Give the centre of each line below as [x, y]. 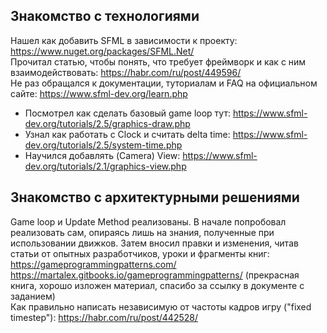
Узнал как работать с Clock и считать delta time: [127, 134]
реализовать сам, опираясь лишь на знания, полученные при [142, 232]
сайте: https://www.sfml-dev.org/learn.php [99, 93]
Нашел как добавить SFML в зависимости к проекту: [124, 40]
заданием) [33, 296]
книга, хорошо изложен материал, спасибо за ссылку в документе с [157, 285]
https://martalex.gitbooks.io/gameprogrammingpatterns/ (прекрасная [155, 275]
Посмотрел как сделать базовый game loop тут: [127, 113]
